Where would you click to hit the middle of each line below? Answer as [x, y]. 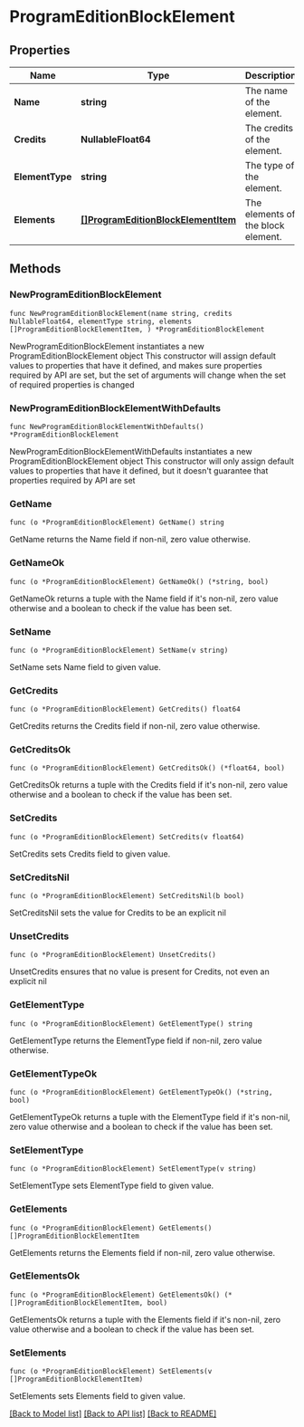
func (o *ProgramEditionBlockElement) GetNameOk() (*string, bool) [139, 581]
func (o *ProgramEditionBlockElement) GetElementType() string [131, 1024]
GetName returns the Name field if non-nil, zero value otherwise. [130, 540]
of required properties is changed [72, 384]
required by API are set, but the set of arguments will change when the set [148, 375]
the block [265, 225]
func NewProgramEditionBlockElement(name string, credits [121, 313]
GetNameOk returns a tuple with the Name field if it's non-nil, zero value [144, 599]
